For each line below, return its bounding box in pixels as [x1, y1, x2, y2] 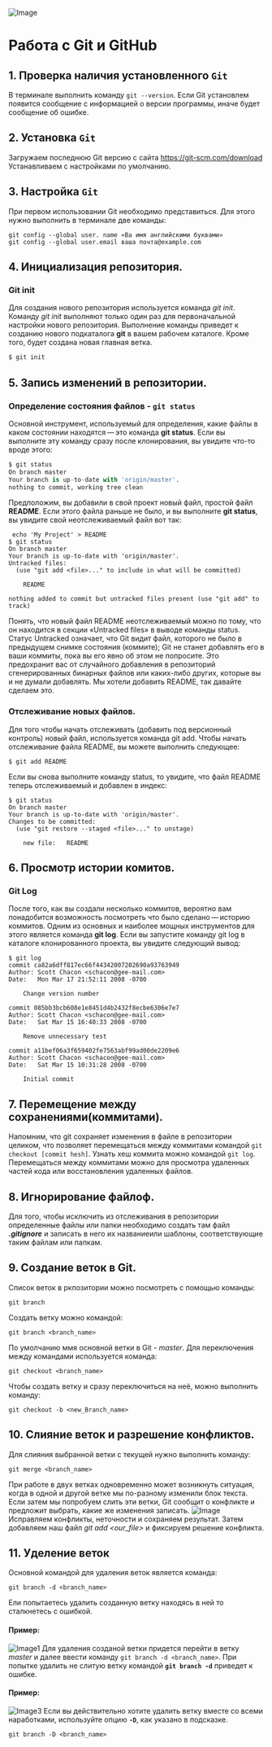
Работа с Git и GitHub [8, 37, 158, 55]
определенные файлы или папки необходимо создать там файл [8, 1219, 230, 1229]
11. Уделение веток [8, 1547, 110, 1560]
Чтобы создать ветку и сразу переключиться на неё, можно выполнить [8, 1381, 258, 1391]
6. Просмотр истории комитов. [8, 861, 175, 875]
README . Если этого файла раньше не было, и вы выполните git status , [8, 506, 258, 516]
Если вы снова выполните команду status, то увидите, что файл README [8, 772, 261, 782]
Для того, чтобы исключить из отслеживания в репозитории [8, 1211, 219, 1221]
